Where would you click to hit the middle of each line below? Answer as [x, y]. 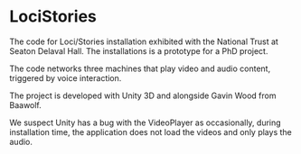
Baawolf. [26, 104]
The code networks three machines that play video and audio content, [140, 68]
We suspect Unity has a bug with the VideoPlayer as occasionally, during [146, 122]
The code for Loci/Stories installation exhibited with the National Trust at [144, 41]
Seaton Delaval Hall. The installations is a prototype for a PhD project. [139, 50]
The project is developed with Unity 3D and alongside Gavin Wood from [143, 95]
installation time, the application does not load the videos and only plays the [150, 131]
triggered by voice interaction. [66, 77]
